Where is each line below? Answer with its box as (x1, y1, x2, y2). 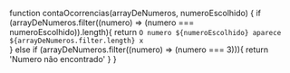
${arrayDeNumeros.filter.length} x (9, 36, 144, 45)
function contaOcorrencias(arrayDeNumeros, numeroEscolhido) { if (9, 8, 261, 18)
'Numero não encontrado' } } (9, 54, 117, 64)
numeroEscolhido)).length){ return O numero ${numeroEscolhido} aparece (9, 27, 282, 37)
